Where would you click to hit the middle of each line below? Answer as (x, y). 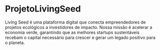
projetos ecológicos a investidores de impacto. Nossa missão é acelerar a (79, 27)
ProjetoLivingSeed (43, 9)
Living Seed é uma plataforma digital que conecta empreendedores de (76, 22)
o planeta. (15, 42)
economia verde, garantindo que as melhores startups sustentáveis (72, 32)
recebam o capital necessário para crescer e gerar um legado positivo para (80, 37)
